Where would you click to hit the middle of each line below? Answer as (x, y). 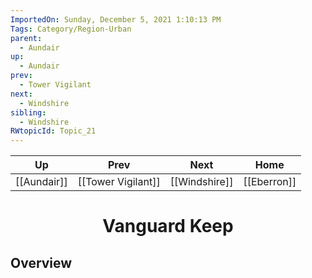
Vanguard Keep (168, 226)
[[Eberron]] (270, 182)
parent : (26, 38)
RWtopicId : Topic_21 (53, 131)
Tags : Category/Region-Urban (71, 29)
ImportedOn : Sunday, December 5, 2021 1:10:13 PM (116, 19)
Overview (41, 262)
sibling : (28, 112)
